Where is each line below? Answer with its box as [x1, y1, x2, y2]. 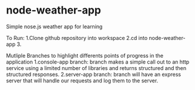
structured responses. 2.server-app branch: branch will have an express [6, 71, 181, 78]
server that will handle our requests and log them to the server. [6, 77, 159, 84]
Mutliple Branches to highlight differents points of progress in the [6, 52, 163, 59]
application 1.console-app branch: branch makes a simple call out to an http [6, 58, 190, 65]
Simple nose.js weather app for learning [6, 23, 103, 30]
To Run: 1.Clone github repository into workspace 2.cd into [6, 34, 148, 41]
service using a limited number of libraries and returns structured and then [6, 64, 187, 71]
